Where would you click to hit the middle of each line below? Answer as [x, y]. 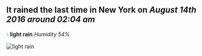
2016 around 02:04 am [51, 20]
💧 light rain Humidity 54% [38, 34]
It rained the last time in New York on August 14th [101, 10]
